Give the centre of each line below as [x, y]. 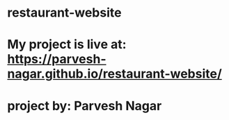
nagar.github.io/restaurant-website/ [115, 74]
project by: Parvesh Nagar [85, 106]
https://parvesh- [57, 59]
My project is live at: [67, 45]
